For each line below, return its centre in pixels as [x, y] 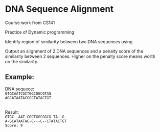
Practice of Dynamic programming [40, 32]
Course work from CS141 [30, 23]
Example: [20, 77]
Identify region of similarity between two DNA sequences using [69, 41]
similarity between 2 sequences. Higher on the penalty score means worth [80, 56]
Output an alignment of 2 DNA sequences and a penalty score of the [74, 51]
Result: [12, 112]
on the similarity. [22, 61]
